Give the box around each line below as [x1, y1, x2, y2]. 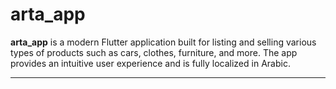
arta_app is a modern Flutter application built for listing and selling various [10, 36, 317, 48]
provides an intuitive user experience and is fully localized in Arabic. [10, 57, 291, 69]
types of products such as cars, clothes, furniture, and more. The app [10, 46, 298, 58]
